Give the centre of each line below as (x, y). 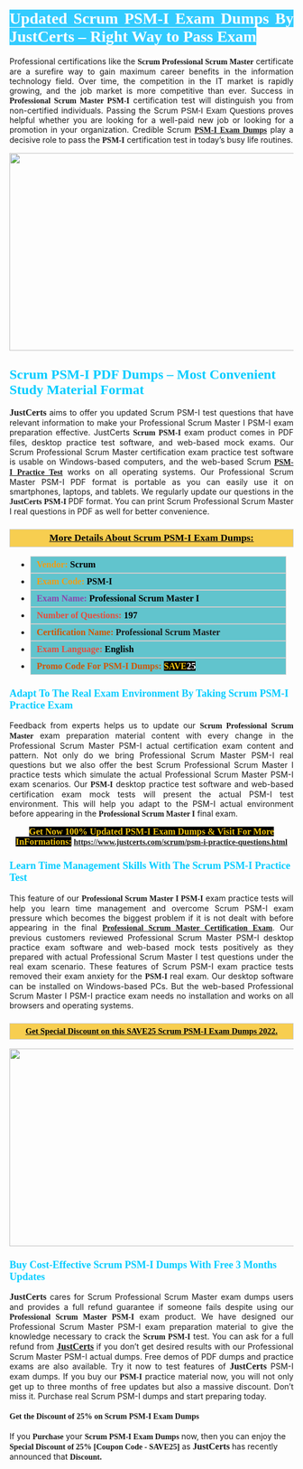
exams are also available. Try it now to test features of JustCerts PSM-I (151, 1366)
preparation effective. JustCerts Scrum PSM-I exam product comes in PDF (151, 432)
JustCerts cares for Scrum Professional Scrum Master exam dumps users (151, 1297)
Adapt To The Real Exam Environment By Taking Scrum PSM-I (149, 693)
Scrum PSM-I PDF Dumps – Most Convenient (143, 375)
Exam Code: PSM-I (74, 582)
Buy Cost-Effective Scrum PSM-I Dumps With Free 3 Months (143, 1265)
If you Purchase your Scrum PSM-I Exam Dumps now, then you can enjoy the (148, 1436)
